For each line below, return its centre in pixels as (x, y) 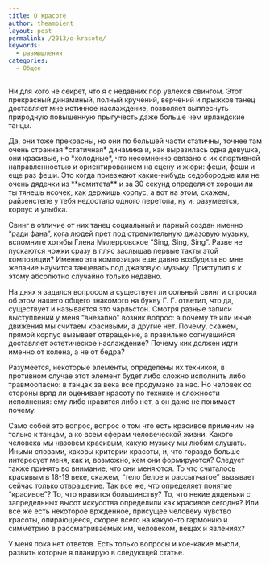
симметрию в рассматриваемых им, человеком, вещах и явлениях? (127, 528)
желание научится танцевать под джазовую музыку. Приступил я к (125, 267)
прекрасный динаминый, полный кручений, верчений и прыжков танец (132, 99)
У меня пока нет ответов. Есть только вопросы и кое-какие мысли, (125, 543)
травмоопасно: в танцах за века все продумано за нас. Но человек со (130, 384)
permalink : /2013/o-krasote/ (57, 38)
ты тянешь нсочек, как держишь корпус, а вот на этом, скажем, (119, 192)
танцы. (20, 125)
